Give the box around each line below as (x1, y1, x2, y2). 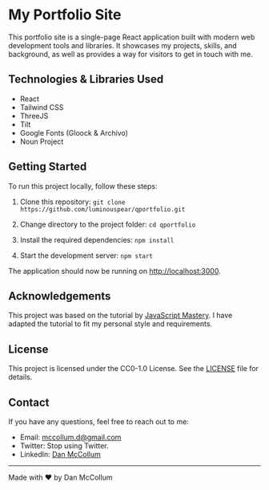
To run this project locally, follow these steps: (8, 181, 158, 190)
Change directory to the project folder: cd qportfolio (19, 219, 196, 229)
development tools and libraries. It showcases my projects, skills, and (8, 40, 238, 50)
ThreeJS (19, 111, 49, 120)
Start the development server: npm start (19, 251, 154, 260)
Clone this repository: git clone (19, 197, 126, 206)
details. (8, 372, 33, 382)
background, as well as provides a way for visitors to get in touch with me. (8, 49, 254, 59)
